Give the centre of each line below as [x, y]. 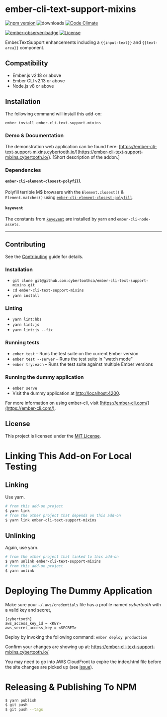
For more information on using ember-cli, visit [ [53, 403]
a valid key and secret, [28, 610]
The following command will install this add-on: [53, 114]
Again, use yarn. [22, 548]
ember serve [25, 388]
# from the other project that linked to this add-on [62, 557]
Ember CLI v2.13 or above [39, 80]
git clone [23, 281]
